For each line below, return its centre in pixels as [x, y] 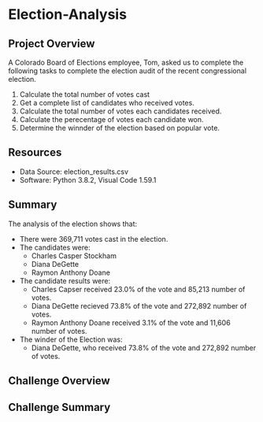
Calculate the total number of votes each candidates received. [120, 111]
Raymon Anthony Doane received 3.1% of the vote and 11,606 [131, 322]
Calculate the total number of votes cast [85, 94]
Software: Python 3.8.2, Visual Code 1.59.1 [88, 180]
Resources [35, 152]
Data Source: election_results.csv [74, 172]
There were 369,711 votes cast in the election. [94, 239]
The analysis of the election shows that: [73, 224]
